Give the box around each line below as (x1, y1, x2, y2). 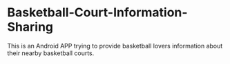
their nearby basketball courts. (7, 49, 95, 57)
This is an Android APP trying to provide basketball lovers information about (7, 42, 223, 50)
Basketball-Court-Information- (7, 5, 188, 20)
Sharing (7, 19, 54, 35)
